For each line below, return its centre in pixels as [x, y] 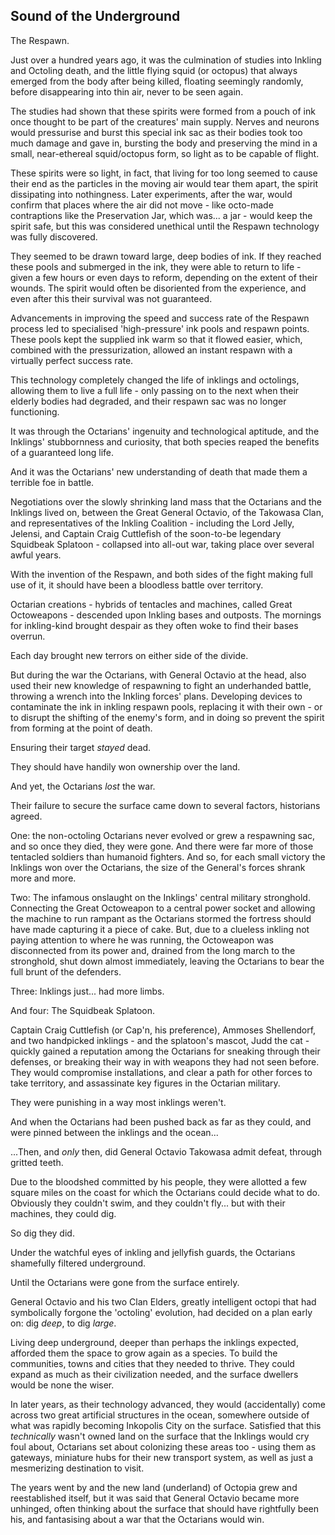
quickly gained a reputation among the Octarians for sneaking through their [165, 1051]
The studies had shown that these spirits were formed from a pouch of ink [163, 111]
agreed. [26, 816]
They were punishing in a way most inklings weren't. [118, 1102]
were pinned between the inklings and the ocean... [114, 1132]
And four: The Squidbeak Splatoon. [83, 1010]
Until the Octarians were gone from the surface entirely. [125, 1282]
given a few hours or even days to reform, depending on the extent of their [164, 277]
